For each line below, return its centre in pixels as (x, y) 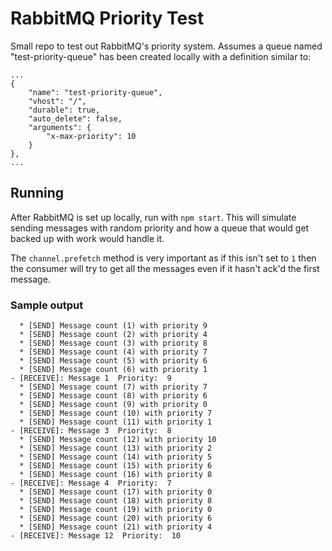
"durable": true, (64, 110)
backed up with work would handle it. (87, 238)
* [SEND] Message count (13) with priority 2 (116, 448)
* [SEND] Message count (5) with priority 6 (113, 361)
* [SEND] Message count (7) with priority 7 (113, 387)
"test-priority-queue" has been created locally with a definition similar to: (161, 56)
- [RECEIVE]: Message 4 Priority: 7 (91, 483)
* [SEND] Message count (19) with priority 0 (116, 510)
